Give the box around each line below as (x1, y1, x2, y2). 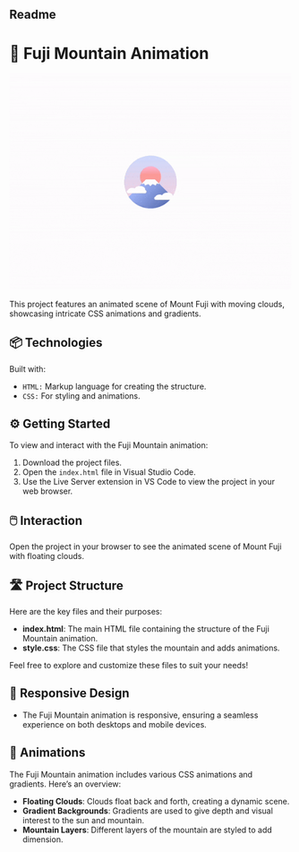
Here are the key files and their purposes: (9, 606, 163, 616)
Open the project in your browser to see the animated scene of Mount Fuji (9, 541, 282, 552)
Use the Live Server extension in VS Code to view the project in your (21, 477, 276, 487)
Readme (9, 7, 56, 22)
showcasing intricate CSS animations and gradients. (9, 308, 201, 319)
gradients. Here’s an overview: (9, 779, 122, 789)
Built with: (9, 363, 47, 374)
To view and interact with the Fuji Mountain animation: (9, 440, 209, 451)
